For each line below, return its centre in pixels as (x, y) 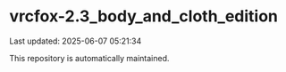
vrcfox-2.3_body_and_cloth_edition (144, 16)
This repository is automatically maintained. (89, 58)
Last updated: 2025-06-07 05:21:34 (76, 41)
